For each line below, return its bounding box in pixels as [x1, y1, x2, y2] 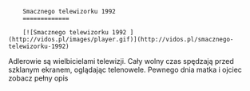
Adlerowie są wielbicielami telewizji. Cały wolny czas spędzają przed [8, 57, 234, 65]
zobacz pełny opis [8, 73, 69, 83]
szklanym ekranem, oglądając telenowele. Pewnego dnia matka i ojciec [8, 65, 242, 74]
